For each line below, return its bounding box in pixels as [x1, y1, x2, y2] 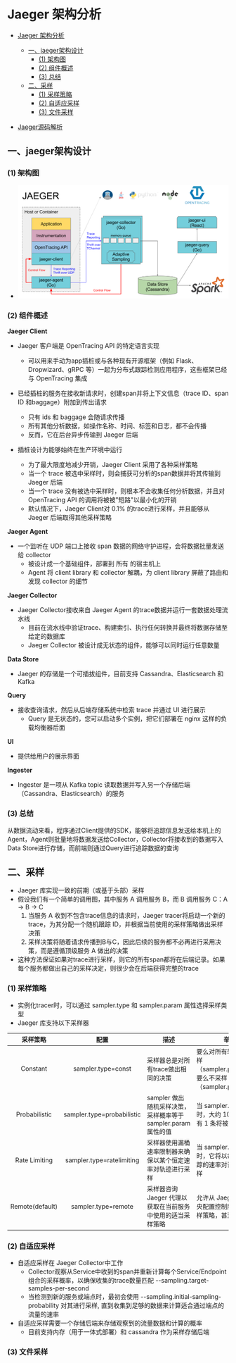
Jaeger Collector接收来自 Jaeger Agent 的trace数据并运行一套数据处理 [17, 606, 223, 614]
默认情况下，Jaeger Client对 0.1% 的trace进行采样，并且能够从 [27, 504, 210, 513]
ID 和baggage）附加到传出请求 [17, 398, 107, 406]
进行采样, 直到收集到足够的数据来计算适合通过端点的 [72, 1301, 225, 1310]
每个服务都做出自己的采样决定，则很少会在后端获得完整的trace [17, 964, 199, 973]
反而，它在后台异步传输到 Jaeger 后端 [27, 430, 138, 439]
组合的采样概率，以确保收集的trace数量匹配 [27, 1276, 155, 1285]
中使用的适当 [147, 1211, 185, 1219]
